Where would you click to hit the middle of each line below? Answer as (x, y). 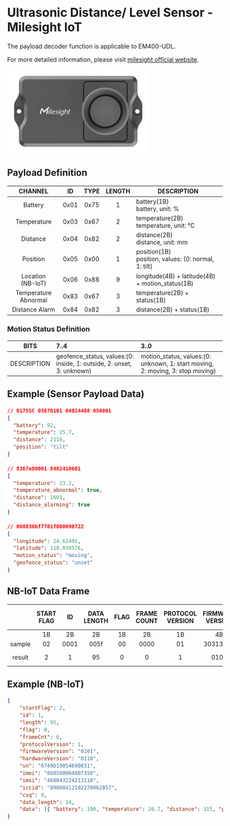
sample (20, 644)
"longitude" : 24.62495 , (47, 541)
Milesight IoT (44, 27)
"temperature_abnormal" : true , (58, 491)
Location (34, 276)
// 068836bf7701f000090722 (46, 526)
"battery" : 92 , (35, 425)
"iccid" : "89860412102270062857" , (68, 788)
